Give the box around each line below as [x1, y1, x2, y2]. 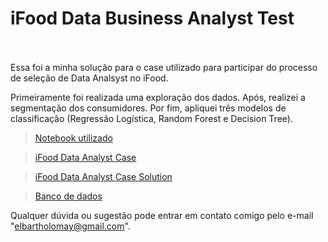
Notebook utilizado [34, 132, 113, 144]
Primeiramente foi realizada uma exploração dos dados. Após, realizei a [10, 91, 306, 103]
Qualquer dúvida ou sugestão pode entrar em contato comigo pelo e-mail [10, 209, 314, 221]
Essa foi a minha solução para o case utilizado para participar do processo [10, 61, 318, 73]
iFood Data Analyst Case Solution [34, 170, 173, 182]
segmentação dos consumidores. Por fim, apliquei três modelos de [10, 102, 287, 114]
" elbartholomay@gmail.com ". [10, 220, 131, 232]
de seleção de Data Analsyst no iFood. [10, 72, 169, 84]
